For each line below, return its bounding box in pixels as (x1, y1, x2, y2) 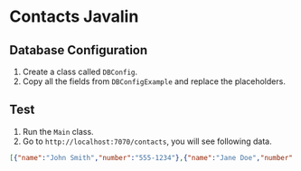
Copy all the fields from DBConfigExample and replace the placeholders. (22, 76, 287, 87)
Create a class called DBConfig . (22, 66, 138, 77)
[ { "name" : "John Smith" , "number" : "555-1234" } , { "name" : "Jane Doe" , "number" (9, 153, 294, 162)
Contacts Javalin (9, 6, 139, 27)
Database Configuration (9, 43, 148, 58)
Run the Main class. (22, 126, 94, 137)
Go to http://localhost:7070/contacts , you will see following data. (22, 136, 273, 147)
